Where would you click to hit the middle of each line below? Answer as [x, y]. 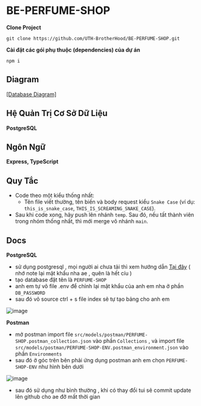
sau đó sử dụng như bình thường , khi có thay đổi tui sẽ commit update [103, 390]
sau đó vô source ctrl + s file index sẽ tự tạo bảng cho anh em [92, 299]
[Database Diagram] [31, 94]
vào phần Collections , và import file [139, 341]
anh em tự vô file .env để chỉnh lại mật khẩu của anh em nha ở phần [99, 286]
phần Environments [38, 354]
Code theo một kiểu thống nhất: [55, 196]
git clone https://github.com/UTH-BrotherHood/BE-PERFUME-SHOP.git [93, 38]
